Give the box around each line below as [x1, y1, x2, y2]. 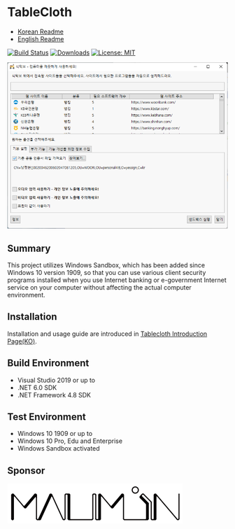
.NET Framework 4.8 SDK [17, 390, 92, 399]
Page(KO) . [7, 337, 37, 345]
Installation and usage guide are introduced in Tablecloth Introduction [7, 330, 208, 338]
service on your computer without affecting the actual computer [7, 283, 192, 291]
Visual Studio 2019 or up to [17, 376, 96, 384]
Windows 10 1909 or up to [17, 430, 93, 438]
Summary [7, 242, 51, 254]
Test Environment [7, 411, 86, 423]
